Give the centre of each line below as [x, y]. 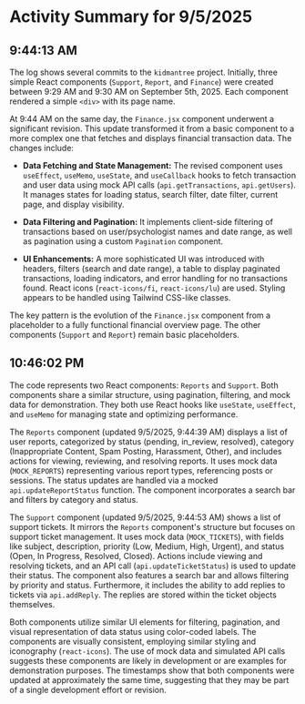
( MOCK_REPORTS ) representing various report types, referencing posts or [141, 470]
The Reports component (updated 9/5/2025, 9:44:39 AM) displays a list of [149, 432]
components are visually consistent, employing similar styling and [133, 641]
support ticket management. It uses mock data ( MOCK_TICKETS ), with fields [147, 536]
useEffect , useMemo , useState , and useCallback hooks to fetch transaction [159, 175]
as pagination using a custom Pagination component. [123, 241]
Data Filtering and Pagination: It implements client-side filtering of [147, 222]
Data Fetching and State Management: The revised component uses [153, 165]
